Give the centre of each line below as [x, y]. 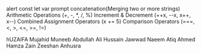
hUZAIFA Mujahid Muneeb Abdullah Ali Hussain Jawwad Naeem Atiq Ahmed [101, 39]
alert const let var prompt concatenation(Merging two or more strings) [93, 9]
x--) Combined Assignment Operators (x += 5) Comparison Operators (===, [100, 21]
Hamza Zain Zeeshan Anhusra [44, 46]
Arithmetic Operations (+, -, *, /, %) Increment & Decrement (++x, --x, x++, [99, 15]
